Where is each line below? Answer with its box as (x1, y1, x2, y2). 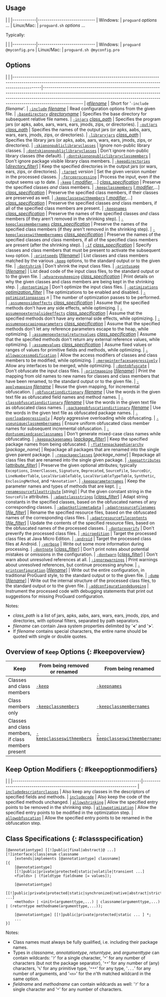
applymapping (5, 384, 33, 389)
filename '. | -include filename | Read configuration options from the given (5, 106, 156, 112)
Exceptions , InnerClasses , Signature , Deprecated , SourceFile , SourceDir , (5, 467, 152, 473)
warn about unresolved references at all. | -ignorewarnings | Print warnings (5, 556, 158, 562)
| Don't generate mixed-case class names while (64, 430, 161, 436)
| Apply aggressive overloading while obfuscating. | (51, 415, 156, 421)
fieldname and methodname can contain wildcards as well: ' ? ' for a (12, 981, 149, 987)
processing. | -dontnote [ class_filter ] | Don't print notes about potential (5, 546, 149, 552)
